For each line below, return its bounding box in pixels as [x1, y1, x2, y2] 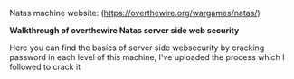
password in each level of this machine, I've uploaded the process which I [9, 52, 285, 62]
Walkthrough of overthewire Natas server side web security [9, 25, 240, 35]
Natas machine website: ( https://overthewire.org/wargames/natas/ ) [9, 8, 261, 18]
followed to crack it [9, 62, 81, 72]
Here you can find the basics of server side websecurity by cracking [9, 42, 265, 53]
